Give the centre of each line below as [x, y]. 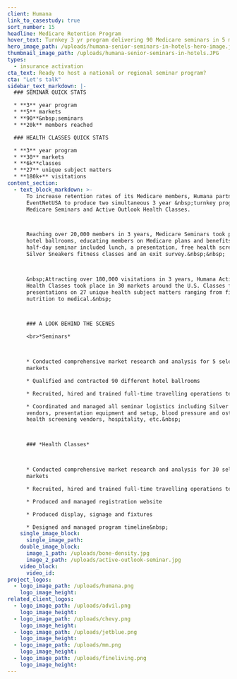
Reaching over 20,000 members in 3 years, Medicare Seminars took [126, 234]
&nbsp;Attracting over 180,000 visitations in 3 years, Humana [121, 279]
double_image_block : [50, 547]
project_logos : [30, 580]
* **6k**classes [37, 164]
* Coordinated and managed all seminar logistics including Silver [127, 406]
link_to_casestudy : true [44, 20]
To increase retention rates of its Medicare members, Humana [119, 196]
